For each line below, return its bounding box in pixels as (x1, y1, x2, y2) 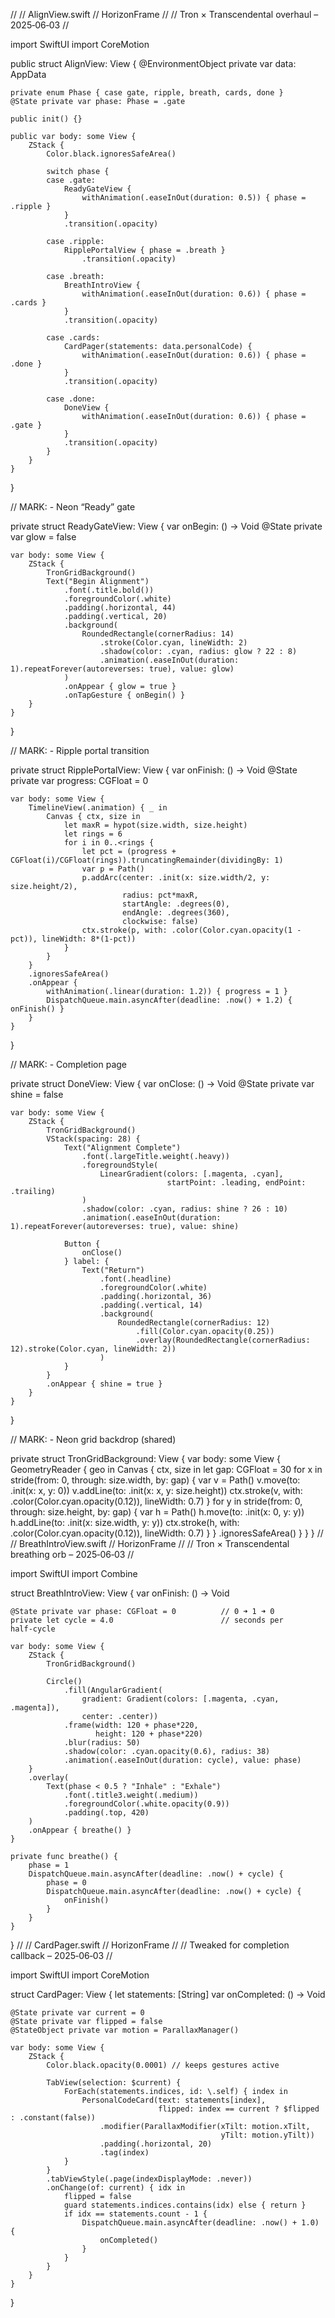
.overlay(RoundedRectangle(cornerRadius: (135, 1335, 311, 1345)
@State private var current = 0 (10, 2008, 145, 2018)
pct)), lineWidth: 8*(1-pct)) (10, 934, 137, 944)
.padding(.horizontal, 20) (99, 2139, 213, 2149)
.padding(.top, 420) (63, 1808, 150, 1818)
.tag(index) (99, 2148, 150, 2158)
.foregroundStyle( (81, 1160, 159, 1170)
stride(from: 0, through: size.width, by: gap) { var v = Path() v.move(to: (10, 1474, 301, 1486)
